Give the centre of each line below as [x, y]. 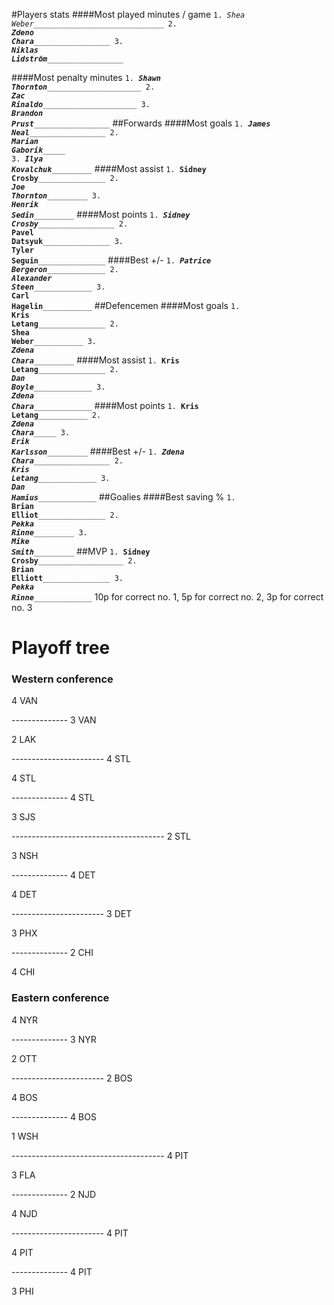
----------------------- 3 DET [72, 914]
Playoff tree [61, 648]
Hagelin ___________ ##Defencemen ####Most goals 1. [126, 305]
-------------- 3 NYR [54, 1039]
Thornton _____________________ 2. [83, 87]
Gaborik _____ [38, 150]
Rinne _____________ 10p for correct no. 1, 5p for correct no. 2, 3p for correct [167, 597]
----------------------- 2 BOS [72, 1078]
